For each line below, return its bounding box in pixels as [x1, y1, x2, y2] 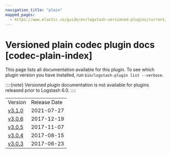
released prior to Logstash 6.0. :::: [5, 87, 76, 93]
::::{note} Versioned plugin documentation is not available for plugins [5, 82, 149, 88]
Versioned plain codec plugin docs [5, 39, 155, 50]
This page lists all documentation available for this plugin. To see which [5, 67, 155, 73]
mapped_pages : [5, 12, 36, 17]
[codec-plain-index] [5, 49, 93, 61]
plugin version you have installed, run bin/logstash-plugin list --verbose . [5, 72, 164, 78]
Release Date [31, 99, 63, 106]
